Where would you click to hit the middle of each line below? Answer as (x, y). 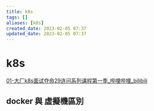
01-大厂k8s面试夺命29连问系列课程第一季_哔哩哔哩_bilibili (77, 81)
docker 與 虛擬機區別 (45, 101)
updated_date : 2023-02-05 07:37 (46, 34)
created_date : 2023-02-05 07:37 (46, 28)
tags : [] (17, 17)
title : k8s (20, 12)
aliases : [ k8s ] (25, 23)
